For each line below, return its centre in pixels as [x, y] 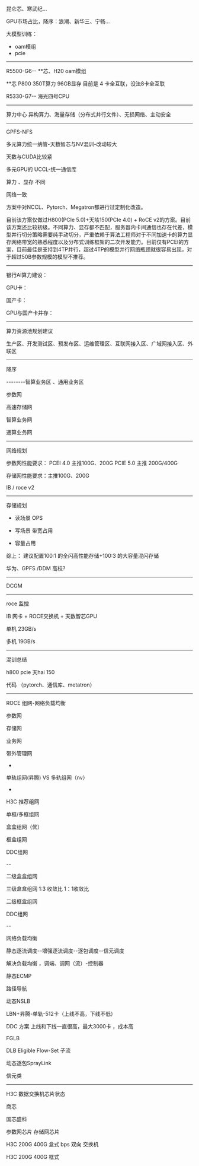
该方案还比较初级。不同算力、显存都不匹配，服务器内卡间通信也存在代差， [97, 227]
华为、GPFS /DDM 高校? [36, 568]
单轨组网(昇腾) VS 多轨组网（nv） [47, 777]
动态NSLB [18, 1001]
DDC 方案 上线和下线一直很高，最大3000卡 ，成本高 [70, 1026]
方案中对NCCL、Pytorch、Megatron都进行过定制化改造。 [76, 207]
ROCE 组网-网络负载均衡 [36, 703]
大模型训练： [22, 34]
